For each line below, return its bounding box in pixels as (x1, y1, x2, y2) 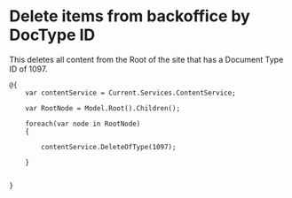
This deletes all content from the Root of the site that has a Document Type (9, 54, 284, 65)
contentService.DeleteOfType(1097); (41, 142, 177, 151)
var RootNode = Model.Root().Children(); (25, 103, 180, 112)
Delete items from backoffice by (9, 6, 250, 27)
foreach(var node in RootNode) (25, 119, 141, 128)
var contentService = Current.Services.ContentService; (25, 88, 237, 97)
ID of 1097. (9, 64, 48, 74)
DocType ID (9, 25, 96, 45)
